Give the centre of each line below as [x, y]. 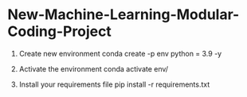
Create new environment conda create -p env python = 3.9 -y [120, 53]
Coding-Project [60, 31]
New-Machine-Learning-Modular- [123, 15]
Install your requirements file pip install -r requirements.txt [114, 84]
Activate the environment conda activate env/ [94, 68]
